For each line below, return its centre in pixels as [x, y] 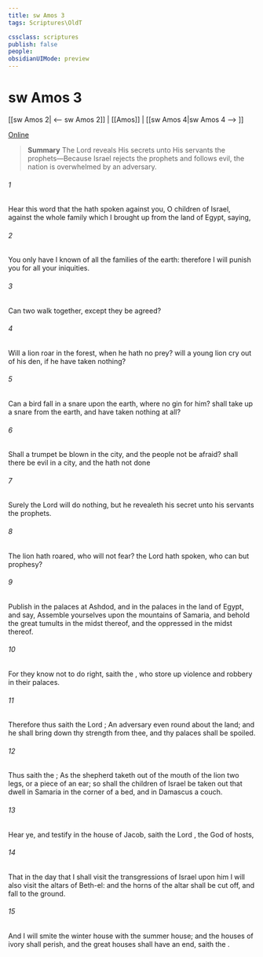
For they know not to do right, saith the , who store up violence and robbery [130, 674]
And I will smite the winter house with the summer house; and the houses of [131, 936]
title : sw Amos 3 [37, 15]
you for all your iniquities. [49, 268]
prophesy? [26, 564]
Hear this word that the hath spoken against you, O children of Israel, [119, 209]
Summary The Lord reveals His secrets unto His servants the [126, 149]
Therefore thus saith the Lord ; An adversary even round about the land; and [131, 725]
